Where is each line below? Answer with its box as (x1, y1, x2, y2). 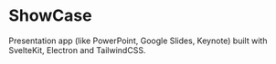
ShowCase (8, 5, 92, 26)
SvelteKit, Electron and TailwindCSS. (8, 44, 146, 55)
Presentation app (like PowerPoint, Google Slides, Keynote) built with (8, 35, 268, 46)
